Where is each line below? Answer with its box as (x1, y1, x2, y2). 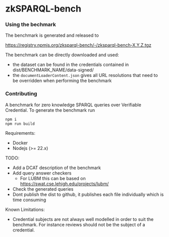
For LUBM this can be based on (20, 175, 86, 181)
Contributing (5, 90, 37, 97)
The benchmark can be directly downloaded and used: (5, 52, 120, 58)
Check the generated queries (12, 186, 74, 192)
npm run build (5, 121, 35, 126)
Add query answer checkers (12, 170, 72, 176)
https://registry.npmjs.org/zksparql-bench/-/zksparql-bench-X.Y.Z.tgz (5, 42, 151, 48)
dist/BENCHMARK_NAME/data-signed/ (12, 67, 94, 73)
